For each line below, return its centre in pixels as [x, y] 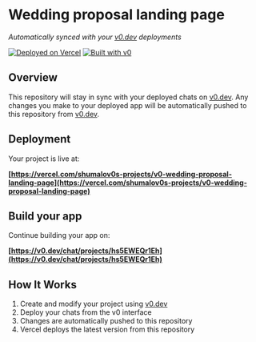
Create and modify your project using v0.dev [94, 304]
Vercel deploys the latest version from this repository [107, 329]
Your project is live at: [44, 159]
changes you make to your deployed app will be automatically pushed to [128, 105]
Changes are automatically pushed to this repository [106, 321]
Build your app [45, 216]
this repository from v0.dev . [54, 114]
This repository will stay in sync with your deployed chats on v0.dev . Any [128, 97]
